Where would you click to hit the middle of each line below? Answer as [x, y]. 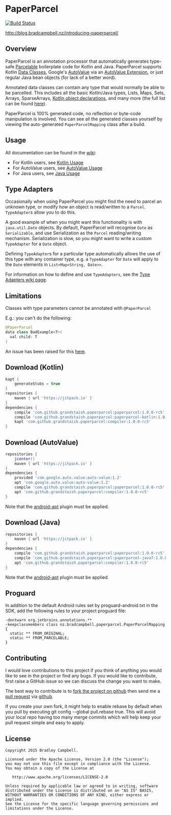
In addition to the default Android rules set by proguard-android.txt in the [82, 606]
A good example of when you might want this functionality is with [74, 222]
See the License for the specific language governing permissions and [82, 804]
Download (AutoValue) [42, 442]
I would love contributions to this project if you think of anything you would [83, 670]
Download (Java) [33, 523]
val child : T [24, 337]
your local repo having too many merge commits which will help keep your [83, 717]
